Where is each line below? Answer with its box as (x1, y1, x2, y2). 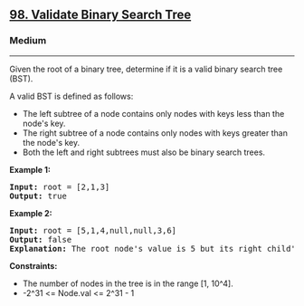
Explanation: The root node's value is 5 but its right (9, 244, 262, 253)
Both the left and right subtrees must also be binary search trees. (22, 147, 265, 158)
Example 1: (9, 164, 52, 175)
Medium (9, 34, 47, 47)
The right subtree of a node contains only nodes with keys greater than (22, 127, 288, 139)
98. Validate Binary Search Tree (9, 7, 192, 23)
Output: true (9, 190, 68, 201)
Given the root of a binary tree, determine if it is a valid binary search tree (9, 63, 283, 74)
